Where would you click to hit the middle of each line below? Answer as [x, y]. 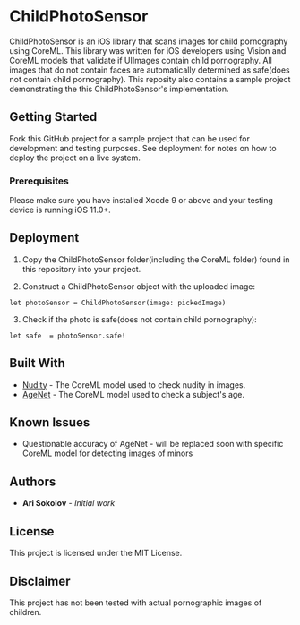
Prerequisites [39, 181]
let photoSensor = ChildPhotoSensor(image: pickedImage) [118, 303]
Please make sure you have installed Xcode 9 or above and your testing [141, 201]
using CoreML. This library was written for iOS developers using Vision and [148, 50]
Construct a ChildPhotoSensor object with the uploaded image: [139, 286]
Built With [37, 363]
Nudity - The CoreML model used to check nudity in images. [134, 385]
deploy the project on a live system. [75, 158]
